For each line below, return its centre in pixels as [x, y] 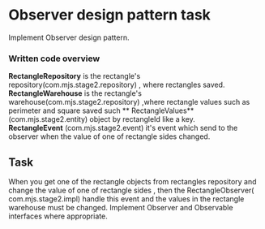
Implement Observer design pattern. [69, 37]
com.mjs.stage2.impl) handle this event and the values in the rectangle [126, 199]
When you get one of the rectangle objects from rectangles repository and [132, 182]
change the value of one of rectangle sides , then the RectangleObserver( [131, 190]
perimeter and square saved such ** [69, 110]
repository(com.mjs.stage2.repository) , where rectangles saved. [117, 85]
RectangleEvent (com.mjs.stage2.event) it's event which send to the [123, 128]
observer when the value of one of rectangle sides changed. [109, 136]
